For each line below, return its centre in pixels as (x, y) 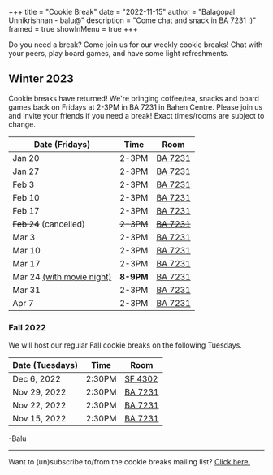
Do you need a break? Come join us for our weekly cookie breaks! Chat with (136, 45)
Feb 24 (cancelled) (49, 224)
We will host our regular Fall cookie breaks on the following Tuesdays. (125, 345)
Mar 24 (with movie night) (62, 277)
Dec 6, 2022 (37, 379)
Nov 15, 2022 (39, 419)
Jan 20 (26, 158)
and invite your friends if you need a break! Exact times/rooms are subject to (136, 115)
